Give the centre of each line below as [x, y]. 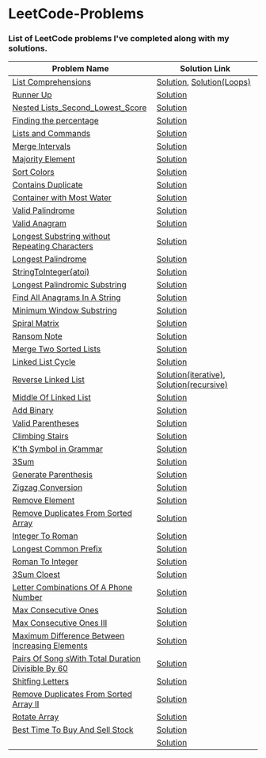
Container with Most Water [62, 198]
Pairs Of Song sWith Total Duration [76, 659]
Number [27, 597]
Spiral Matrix [36, 324]
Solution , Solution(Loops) [203, 82]
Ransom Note [38, 336]
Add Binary [33, 411]
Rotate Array [36, 717]
